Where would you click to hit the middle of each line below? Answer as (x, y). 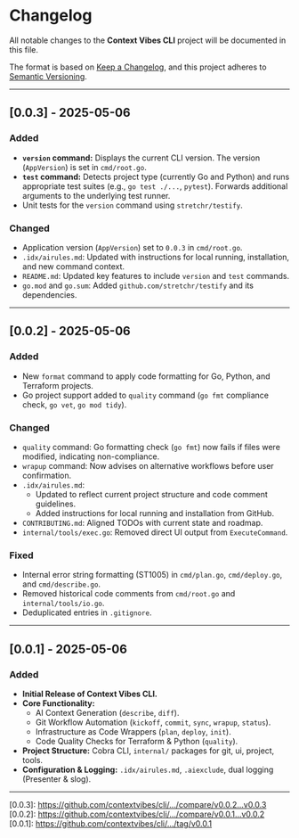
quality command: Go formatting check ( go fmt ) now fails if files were (151, 447)
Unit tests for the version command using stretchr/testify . (132, 205)
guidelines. (56, 504)
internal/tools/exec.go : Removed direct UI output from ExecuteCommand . (155, 532)
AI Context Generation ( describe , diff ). (107, 712)
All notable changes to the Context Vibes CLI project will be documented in (148, 40)
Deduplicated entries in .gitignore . (87, 612)
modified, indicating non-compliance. (91, 456)
